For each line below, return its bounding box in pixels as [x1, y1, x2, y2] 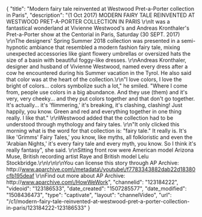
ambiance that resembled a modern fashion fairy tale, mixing [29, 44, 180, 51]
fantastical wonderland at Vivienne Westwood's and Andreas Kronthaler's [6, 24, 190, 31]
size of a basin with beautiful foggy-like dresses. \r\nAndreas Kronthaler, [6, 57, 187, 63]
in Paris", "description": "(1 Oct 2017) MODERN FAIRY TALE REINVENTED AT [6, 11, 195, 19]
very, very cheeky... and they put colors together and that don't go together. [6, 95, 195, 102]
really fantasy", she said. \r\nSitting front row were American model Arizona [6, 146, 194, 154]
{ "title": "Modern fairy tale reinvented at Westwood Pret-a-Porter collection [6, 5, 195, 12]
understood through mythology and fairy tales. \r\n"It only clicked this [6, 121, 180, 128]
